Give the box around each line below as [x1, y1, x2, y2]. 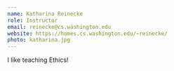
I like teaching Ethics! [7, 56, 69, 64]
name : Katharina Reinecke [7, 10, 83, 18]
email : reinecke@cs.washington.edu [7, 23, 112, 30]
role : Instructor [7, 17, 58, 24]
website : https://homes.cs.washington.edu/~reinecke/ [7, 30, 168, 37]
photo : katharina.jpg [7, 37, 71, 44]
